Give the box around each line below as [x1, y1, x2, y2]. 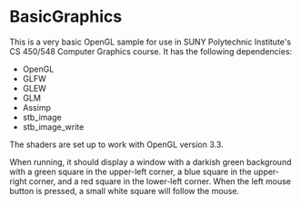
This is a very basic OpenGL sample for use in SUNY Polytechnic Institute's [9, 36, 292, 47]
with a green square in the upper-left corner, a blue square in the [9, 166, 252, 177]
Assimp [22, 102, 52, 112]
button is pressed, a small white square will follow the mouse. [9, 185, 239, 196]
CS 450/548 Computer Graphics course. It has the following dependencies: [9, 45, 293, 56]
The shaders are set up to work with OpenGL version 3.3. [9, 139, 225, 150]
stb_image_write [22, 121, 85, 132]
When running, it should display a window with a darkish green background [9, 156, 292, 167]
